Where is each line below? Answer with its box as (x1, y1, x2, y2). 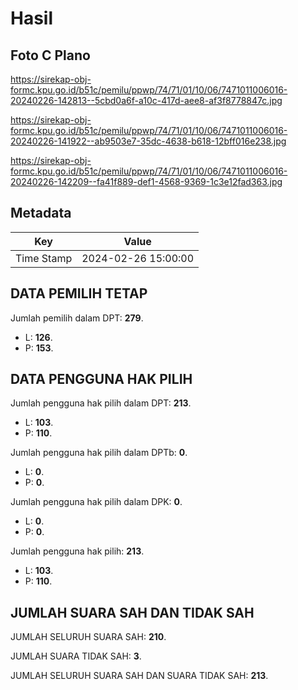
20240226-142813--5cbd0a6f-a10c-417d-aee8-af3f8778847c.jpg (10, 95, 283, 106)
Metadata (10, 205, 72, 222)
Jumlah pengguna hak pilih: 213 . (10, 545, 145, 557)
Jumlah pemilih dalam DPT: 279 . (10, 312, 144, 324)
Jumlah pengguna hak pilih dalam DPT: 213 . (10, 397, 192, 409)
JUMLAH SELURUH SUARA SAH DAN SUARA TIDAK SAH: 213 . (10, 670, 269, 682)
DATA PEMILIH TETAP (10, 285, 148, 302)
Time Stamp (15, 251, 73, 265)
